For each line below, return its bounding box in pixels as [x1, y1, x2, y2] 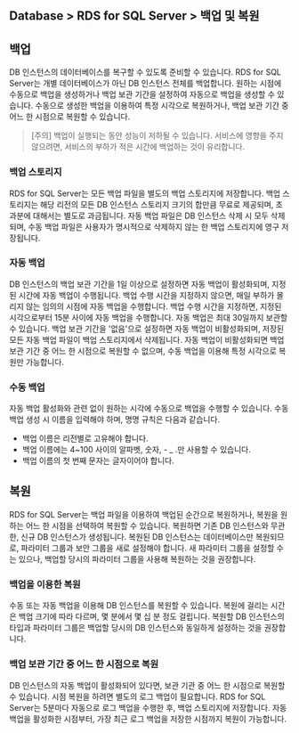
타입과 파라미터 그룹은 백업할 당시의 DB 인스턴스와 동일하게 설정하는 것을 [9, 623, 263, 633]
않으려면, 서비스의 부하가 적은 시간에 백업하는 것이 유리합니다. [30, 142, 246, 152]
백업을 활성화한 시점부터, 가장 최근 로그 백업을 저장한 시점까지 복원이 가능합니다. [9, 713, 287, 724]
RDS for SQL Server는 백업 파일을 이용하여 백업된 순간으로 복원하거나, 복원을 [9, 509, 279, 519]
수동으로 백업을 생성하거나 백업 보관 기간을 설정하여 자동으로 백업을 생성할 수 [9, 89, 276, 100]
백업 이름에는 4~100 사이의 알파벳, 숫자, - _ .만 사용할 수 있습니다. [21, 444, 251, 455]
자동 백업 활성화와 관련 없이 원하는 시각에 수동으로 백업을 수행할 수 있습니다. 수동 [9, 403, 289, 414]
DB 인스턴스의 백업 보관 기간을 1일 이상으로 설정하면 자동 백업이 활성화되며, [9, 279, 270, 289]
